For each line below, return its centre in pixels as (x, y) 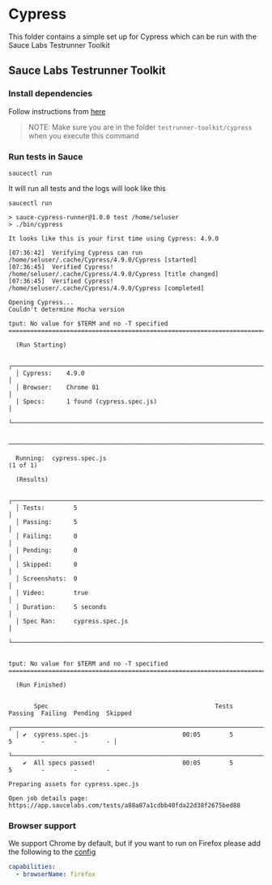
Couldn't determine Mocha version (67, 309)
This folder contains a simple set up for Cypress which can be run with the (133, 36)
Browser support (42, 825)
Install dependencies (51, 94)
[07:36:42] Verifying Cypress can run (76, 253)
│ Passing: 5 (47, 522)
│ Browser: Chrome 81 (57, 387)
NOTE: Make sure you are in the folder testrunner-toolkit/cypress (140, 127)
